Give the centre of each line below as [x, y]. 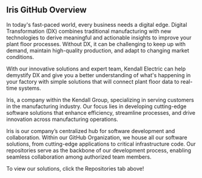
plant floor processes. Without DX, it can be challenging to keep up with [96, 44]
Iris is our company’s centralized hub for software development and [91, 131]
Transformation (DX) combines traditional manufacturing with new [89, 31]
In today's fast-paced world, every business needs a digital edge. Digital [97, 24]
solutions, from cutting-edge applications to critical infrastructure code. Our [101, 144]
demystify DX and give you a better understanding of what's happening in [99, 75]
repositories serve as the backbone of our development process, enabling [99, 150]
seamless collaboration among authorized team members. [79, 157]
